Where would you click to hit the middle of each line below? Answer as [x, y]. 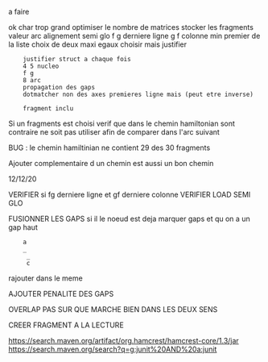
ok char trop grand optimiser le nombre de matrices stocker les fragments [131, 27]
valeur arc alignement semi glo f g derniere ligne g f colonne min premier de [134, 36]
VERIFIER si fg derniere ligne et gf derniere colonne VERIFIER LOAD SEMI [130, 194]
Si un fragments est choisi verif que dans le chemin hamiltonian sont [122, 123]
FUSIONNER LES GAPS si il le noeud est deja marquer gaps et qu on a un [130, 218]
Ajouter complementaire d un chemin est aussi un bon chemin [111, 163]
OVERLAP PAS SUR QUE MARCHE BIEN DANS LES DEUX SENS [113, 309]
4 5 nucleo [41, 66]
